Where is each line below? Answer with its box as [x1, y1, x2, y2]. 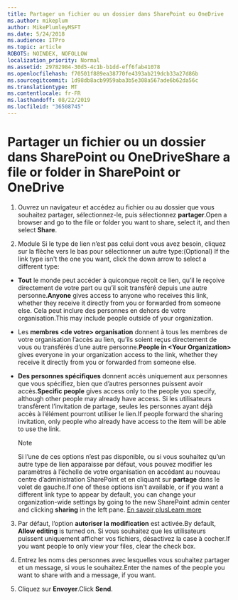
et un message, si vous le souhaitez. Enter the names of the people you [17, 563, 225, 571]
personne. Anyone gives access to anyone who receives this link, [17, 291, 209, 299]
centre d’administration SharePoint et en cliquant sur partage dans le [17, 475, 220, 483]
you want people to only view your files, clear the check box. [17, 542, 196, 550]
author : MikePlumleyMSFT [7, 24, 81, 31]
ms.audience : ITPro [7, 37, 65, 44]
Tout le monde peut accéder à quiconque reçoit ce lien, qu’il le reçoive [17, 276, 225, 284]
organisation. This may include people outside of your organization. [17, 314, 214, 322]
